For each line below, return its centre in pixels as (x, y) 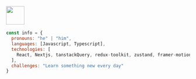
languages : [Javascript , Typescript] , (59, 44)
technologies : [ (31, 49)
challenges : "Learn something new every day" (68, 66)
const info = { (24, 33)
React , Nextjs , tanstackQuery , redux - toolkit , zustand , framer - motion (104, 55)
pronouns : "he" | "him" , (41, 39)
